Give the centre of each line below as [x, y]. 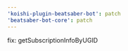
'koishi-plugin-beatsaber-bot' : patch [64, 14]
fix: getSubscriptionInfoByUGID [53, 40]
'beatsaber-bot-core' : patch [50, 20]
